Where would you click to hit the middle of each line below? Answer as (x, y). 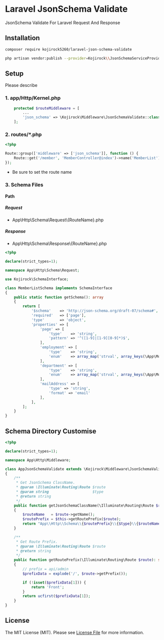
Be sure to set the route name (42, 172)
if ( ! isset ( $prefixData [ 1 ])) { (54, 583)
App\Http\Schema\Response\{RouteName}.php (60, 243)
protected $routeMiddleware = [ (47, 108)
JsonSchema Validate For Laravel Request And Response (63, 23)
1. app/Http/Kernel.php (33, 98)
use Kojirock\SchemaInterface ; (37, 279)
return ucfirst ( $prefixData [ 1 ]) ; (57, 596)
